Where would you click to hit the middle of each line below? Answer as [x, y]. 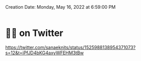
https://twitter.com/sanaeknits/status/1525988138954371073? [70, 47]
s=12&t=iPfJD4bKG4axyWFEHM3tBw [45, 53]
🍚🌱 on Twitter [34, 33]
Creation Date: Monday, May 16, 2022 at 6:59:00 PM [61, 7]
